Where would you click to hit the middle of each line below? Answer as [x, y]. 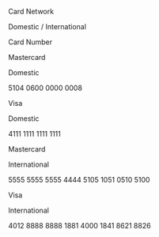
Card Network [31, 11]
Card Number [30, 42]
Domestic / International [47, 26]
